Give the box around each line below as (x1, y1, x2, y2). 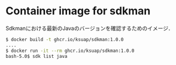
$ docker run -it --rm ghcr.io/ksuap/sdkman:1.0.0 (5, 48, 135, 54)
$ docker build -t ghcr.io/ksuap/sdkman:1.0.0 (5, 36, 124, 42)
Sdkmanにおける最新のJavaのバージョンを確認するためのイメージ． (5, 24, 174, 32)
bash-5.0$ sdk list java (5, 53, 68, 59)
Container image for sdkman (5, 4, 151, 18)
